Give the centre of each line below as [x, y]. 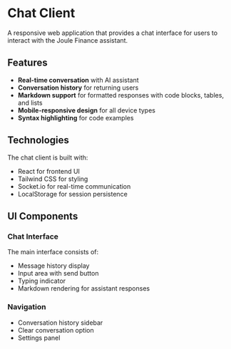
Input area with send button [58, 274]
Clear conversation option [56, 330]
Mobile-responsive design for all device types [86, 110]
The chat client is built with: [48, 157]
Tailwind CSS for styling [53, 179]
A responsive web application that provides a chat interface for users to [113, 33]
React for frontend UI [49, 171]
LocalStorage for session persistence [73, 194]
